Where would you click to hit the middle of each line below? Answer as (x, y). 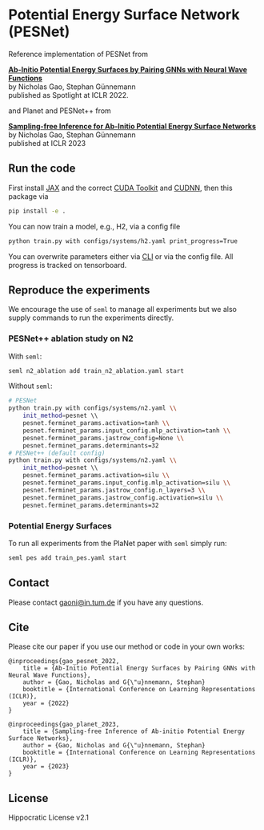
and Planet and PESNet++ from (60, 111)
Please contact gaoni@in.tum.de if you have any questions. (106, 602)
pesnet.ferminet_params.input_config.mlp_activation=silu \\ (126, 483)
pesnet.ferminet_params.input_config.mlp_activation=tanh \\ (126, 431)
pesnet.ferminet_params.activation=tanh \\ (96, 423)
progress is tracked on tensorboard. (68, 265)
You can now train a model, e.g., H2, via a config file (94, 226)
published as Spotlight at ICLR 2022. (69, 95)
